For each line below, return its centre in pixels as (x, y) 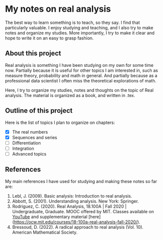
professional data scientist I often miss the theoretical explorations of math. (81, 80)
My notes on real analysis (58, 9)
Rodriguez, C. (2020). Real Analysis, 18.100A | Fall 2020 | (69, 206)
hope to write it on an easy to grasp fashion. (49, 38)
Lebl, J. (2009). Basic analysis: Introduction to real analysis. (72, 196)
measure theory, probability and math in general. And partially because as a (81, 75)
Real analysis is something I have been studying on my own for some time (79, 65)
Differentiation (26, 143)
